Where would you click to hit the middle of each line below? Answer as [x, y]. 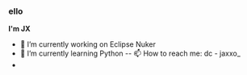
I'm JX [19, 29]
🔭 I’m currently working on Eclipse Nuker [88, 44]
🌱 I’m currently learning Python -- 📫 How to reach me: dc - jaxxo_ [130, 53]
